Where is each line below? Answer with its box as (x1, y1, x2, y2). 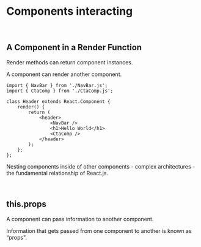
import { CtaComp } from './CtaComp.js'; (6, 88, 114, 94)
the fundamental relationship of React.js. (6, 169, 109, 177)
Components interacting (6, 4, 133, 18)
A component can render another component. (6, 70, 122, 78)
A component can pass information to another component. (6, 215, 154, 222)
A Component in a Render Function (6, 42, 142, 53)
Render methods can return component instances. (6, 58, 133, 66)
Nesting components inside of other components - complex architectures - (6, 162, 196, 170)
